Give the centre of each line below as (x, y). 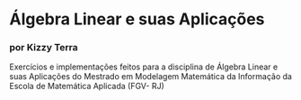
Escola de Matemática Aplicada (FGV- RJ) (87, 86)
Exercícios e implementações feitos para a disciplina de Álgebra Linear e (144, 67)
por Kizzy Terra (44, 48)
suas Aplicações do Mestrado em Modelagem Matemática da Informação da (150, 77)
